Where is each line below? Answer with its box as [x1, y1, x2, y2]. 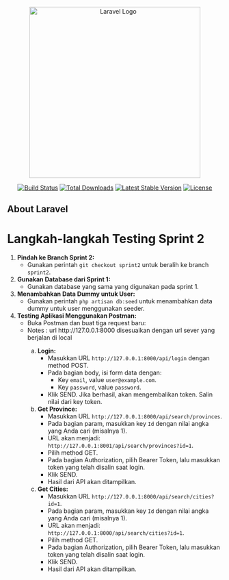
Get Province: [37, 405, 77, 414]
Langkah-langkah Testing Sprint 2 [7, 231, 205, 247]
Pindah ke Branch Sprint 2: [16, 253, 94, 262]
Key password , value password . [57, 383, 142, 392]
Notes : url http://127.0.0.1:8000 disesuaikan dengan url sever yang [27, 326, 215, 335]
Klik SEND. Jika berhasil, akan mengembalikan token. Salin [47, 390, 213, 399]
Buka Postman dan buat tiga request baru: [27, 319, 146, 327]
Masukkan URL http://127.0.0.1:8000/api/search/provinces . [47, 412, 222, 420]
